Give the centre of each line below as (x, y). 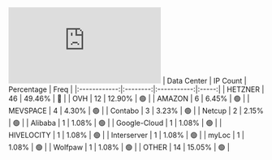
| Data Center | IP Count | (204, 81)
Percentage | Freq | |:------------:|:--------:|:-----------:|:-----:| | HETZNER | (136, 89)
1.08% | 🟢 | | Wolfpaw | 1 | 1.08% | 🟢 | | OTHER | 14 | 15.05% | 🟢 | (119, 147)
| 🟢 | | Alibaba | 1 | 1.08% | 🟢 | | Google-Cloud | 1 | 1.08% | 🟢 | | (115, 123)
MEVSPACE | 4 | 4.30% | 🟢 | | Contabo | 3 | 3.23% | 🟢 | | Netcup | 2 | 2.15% (136, 110)
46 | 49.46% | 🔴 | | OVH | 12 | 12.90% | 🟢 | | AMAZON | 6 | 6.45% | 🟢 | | (129, 98)
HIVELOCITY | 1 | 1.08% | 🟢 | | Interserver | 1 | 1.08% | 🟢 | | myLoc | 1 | (127, 135)
